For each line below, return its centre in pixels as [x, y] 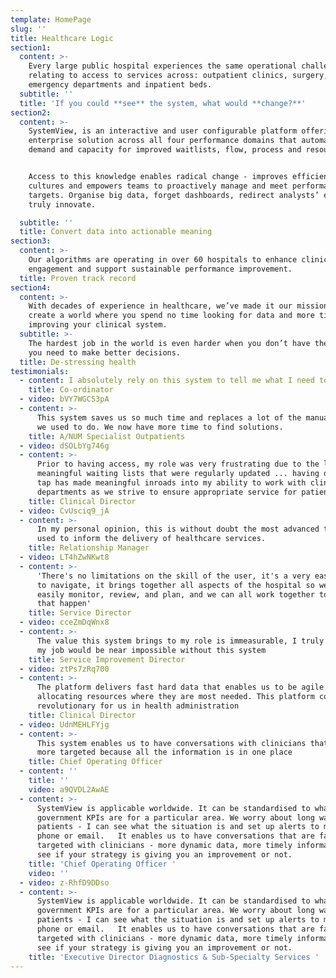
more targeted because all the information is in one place [164, 752]
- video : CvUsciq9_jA [64, 511]
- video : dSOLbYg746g [64, 446]
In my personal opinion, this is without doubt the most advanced [178, 529]
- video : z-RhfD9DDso [64, 882]
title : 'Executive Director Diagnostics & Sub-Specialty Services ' [174, 957]
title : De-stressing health [78, 362]
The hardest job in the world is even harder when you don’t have [169, 343]
